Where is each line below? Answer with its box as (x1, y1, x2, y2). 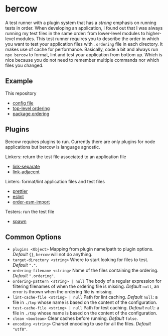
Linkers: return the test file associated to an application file (5, 154, 126, 160)
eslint (12, 193, 24, 199)
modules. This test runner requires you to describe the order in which (16, 36, 159, 42)
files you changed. (5, 62, 44, 68)
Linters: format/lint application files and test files (5, 178, 105, 184)
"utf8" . (12, 326, 28, 332)
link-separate (12, 163, 40, 169)
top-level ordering (12, 105, 50, 111)
